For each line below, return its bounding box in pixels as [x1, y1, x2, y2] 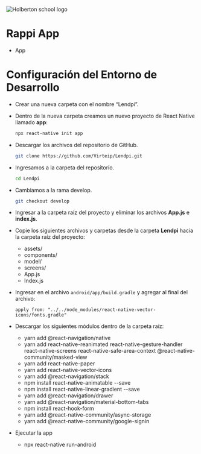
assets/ [24, 245, 43, 253]
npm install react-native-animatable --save [24, 379, 131, 386]
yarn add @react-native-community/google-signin [24, 418, 150, 425]
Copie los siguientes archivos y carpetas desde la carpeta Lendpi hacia [14, 227, 194, 235]
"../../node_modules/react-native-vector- [47, 307, 156, 313]
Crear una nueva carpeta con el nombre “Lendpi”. [14, 100, 139, 108]
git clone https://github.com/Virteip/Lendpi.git [14, 153, 143, 159]
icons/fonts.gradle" [14, 312, 67, 318]
